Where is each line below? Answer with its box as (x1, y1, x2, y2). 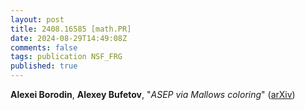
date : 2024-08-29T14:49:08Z (10, 33, 128, 43)
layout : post (10, 14, 65, 25)
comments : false (10, 42, 78, 53)
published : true (10, 61, 78, 71)
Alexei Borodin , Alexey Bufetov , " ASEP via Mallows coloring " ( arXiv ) (10, 89, 296, 100)
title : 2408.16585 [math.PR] (10, 24, 132, 34)
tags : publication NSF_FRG (10, 52, 123, 62)
